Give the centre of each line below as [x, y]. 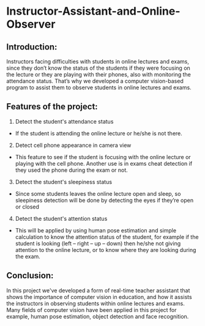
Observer [31, 24]
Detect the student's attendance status [64, 121]
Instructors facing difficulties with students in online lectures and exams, [98, 61]
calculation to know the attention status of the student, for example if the [107, 237]
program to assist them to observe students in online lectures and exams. [99, 87]
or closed [27, 207]
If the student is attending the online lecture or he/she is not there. [99, 133]
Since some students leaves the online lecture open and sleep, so [98, 193]
